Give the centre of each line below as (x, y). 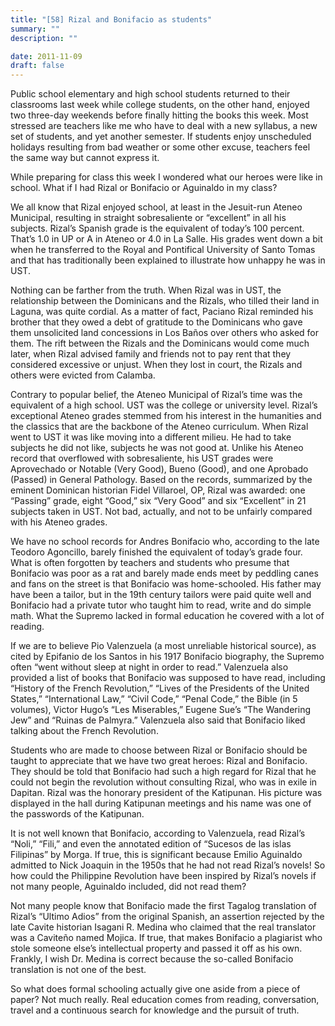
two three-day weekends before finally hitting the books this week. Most (159, 115)
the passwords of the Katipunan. (77, 814)
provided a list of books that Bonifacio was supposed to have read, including (168, 678)
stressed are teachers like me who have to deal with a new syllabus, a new (164, 126)
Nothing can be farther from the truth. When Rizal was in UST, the (146, 290)
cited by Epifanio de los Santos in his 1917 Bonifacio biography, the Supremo (167, 657)
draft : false (37, 66)
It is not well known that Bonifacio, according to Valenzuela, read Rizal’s (158, 833)
